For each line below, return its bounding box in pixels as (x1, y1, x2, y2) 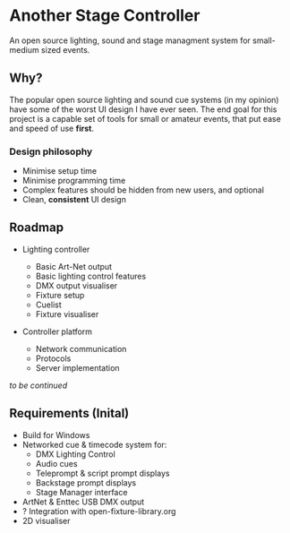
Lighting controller (21, 244, 90, 254)
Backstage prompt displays (35, 477, 137, 488)
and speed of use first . (9, 123, 94, 133)
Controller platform (21, 326, 92, 337)
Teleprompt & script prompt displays (35, 468, 170, 478)
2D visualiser (21, 515, 71, 526)
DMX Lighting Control (35, 449, 116, 460)
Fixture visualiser (35, 308, 99, 319)
